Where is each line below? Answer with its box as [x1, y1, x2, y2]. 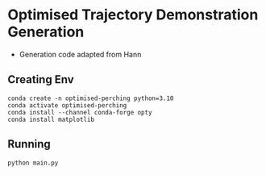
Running [7, 137, 52, 151]
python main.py [7, 159, 59, 167]
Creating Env [7, 73, 74, 86]
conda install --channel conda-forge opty [7, 108, 152, 116]
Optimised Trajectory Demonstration [7, 6, 259, 24]
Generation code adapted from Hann [19, 49, 142, 59]
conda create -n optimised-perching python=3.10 [7, 94, 174, 102]
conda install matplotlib [7, 115, 94, 123]
